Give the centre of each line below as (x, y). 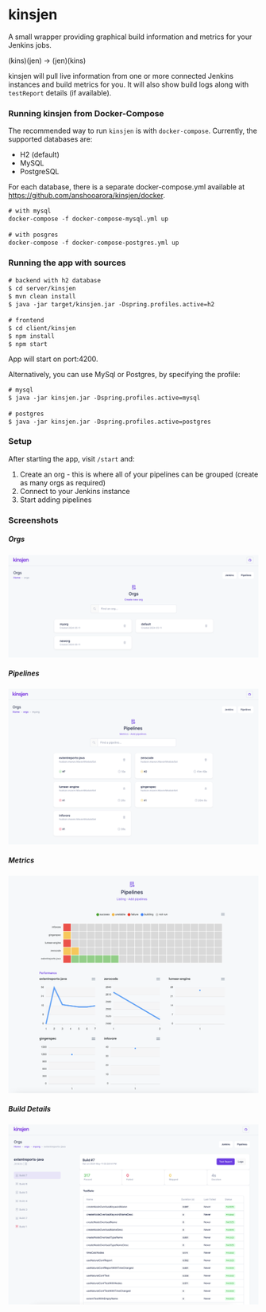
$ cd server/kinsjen (42, 288)
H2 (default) (39, 155)
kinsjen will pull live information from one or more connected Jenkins (121, 76)
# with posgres (33, 235)
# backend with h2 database (55, 280)
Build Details (30, 1109)
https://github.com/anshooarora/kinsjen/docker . (87, 196)
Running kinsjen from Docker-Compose (86, 113)
